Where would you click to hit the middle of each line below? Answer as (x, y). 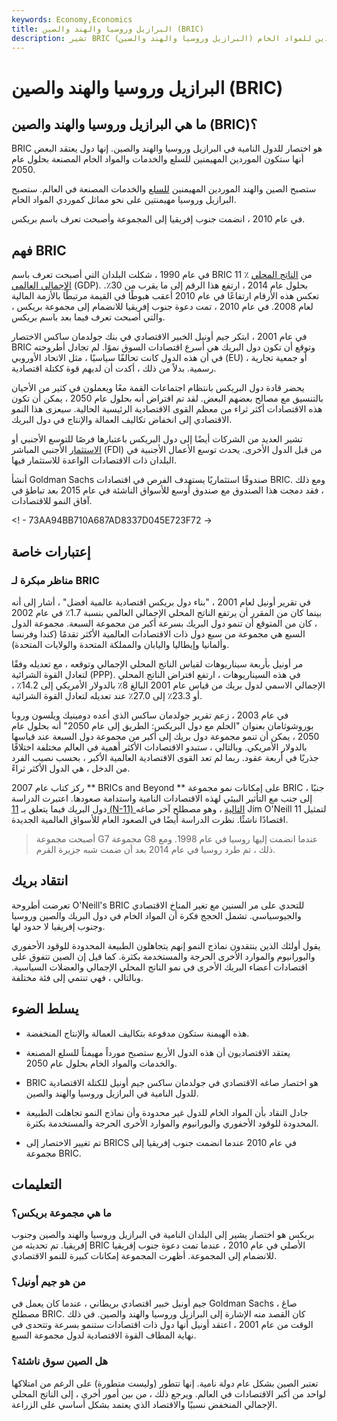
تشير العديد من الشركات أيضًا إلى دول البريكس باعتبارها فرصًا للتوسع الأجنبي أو (157, 439)
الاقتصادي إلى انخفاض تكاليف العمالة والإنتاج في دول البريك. (122, 420)
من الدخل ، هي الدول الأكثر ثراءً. (71, 768)
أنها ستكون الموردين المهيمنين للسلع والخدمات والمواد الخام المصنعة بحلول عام (157, 159)
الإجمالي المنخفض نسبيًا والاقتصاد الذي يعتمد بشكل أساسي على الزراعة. (144, 1404)
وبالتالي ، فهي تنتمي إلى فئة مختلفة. (77, 977)
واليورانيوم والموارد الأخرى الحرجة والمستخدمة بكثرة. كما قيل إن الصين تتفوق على (163, 956)
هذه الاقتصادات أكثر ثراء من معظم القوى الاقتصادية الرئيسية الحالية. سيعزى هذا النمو (167, 409)
